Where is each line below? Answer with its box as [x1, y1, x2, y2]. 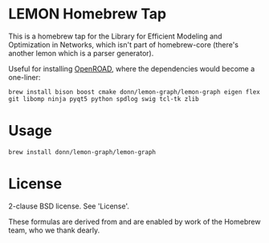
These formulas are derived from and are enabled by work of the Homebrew [8, 217, 261, 226]
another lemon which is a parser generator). [8, 48, 154, 58]
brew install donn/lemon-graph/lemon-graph [8, 148, 157, 156]
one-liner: [8, 72, 41, 82]
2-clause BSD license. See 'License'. [8, 201, 130, 211]
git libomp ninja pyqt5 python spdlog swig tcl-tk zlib [8, 95, 199, 103]
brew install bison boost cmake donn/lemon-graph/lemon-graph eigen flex [8, 87, 261, 96]
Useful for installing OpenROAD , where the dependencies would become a [8, 63, 255, 73]
